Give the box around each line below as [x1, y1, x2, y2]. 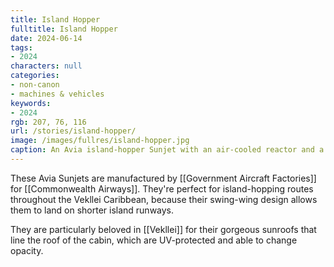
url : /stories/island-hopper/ [10, 126, 137, 136]
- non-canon [10, 80, 60, 90]
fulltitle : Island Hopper [10, 24, 118, 34]
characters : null [10, 61, 83, 71]
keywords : [10, 98, 52, 108]
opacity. [10, 244, 44, 256]
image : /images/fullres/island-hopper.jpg [10, 136, 190, 146]
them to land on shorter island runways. [10, 204, 175, 216]
